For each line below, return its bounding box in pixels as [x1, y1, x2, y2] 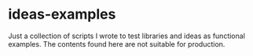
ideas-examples [8, 5, 116, 23]
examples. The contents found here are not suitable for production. [8, 39, 225, 48]
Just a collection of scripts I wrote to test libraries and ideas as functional [8, 31, 246, 40]
